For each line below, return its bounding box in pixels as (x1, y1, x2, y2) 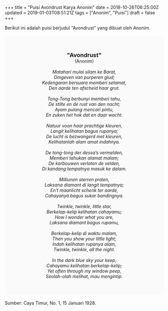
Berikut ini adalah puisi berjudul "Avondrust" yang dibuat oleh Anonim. (5, 25, 151, 31)
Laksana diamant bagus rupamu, (49, 220, 119, 225)
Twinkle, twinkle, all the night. (53, 247, 116, 252)
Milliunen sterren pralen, (59, 177, 109, 182)
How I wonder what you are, (54, 214, 114, 220)
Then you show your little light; (52, 236, 117, 242)
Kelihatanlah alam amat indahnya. (48, 139, 121, 145)
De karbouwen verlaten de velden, (48, 161, 121, 166)
